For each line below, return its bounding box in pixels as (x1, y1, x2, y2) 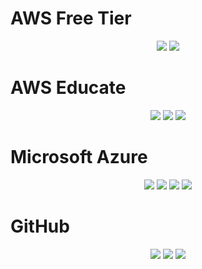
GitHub (10, 215, 70, 237)
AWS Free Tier (10, 7, 132, 30)
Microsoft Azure (10, 146, 148, 169)
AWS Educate (10, 77, 127, 99)
